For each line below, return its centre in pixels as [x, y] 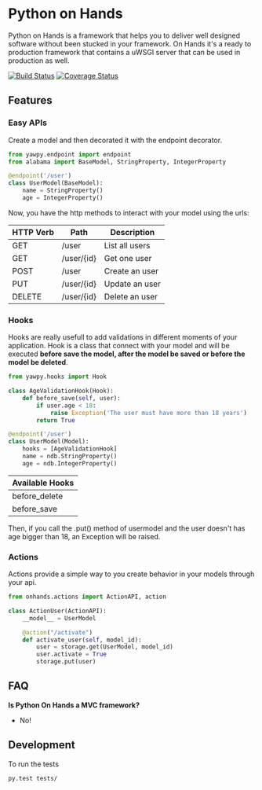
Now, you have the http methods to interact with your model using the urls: [129, 212]
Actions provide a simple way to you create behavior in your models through [131, 574]
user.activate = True [72, 654]
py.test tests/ [33, 778]
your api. [22, 582]
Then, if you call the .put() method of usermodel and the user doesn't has [127, 528]
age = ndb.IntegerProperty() [70, 463]
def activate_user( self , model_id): [82, 640]
